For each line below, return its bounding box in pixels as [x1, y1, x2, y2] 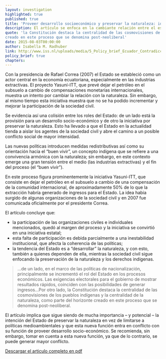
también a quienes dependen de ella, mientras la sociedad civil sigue [12, 251, 153, 257]
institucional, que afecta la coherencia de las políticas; [12, 241, 123, 247]
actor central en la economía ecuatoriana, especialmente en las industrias [5, 77, 156, 83]
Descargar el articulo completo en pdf [5, 348, 83, 354]
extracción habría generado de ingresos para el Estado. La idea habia [5, 190, 147, 196]
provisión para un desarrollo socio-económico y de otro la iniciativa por [5, 118, 151, 124]
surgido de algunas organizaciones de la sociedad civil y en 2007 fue [5, 195, 147, 201]
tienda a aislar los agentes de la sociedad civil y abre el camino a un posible [5, 128, 160, 134]
